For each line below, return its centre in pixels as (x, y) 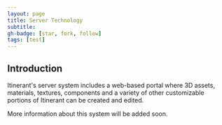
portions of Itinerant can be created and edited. (76, 100)
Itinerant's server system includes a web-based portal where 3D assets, (111, 85)
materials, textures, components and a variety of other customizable (106, 93)
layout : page (26, 14)
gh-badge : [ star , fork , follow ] (54, 33)
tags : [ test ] (26, 40)
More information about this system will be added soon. (88, 114)
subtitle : (22, 27)
